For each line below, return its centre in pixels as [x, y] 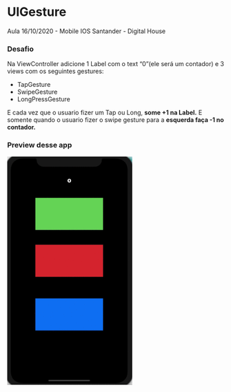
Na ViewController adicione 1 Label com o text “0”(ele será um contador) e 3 [115, 64]
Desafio [21, 49]
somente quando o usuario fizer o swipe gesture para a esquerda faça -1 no [115, 120]
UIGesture [37, 12]
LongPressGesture [43, 99]
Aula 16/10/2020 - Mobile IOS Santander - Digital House [87, 31]
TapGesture [34, 85]
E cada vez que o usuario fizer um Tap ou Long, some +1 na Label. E [105, 113]
